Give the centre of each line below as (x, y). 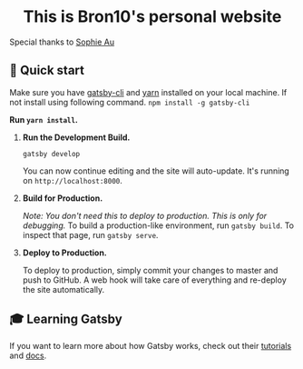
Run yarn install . (44, 119)
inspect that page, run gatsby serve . (90, 234)
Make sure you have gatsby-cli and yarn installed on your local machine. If (148, 92)
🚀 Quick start (47, 70)
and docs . (28, 355)
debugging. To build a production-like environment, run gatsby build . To (158, 225)
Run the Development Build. (76, 137)
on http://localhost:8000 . (72, 180)
